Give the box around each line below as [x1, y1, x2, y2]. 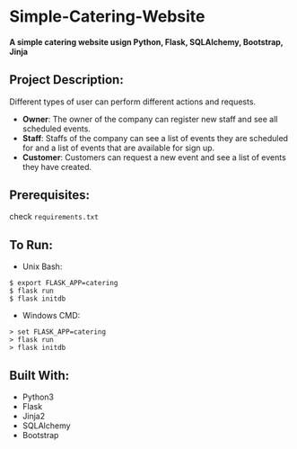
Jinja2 [22, 411, 46, 422]
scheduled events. [22, 123, 92, 134]
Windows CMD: [22, 310, 81, 321]
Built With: [9, 367, 70, 383]
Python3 [22, 391, 54, 402]
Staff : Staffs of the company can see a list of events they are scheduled [22, 132, 289, 143]
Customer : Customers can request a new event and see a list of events [22, 151, 287, 163]
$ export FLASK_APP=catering [9, 279, 118, 288]
